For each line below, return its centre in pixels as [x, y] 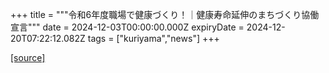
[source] [28, 57]
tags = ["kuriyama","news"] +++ [153, 38]
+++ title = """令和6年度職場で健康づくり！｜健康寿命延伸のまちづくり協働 [165, 14]
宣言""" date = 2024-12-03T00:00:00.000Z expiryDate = [127, 27]
